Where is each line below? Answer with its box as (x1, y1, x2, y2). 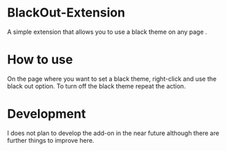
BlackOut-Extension (7, 5, 126, 21)
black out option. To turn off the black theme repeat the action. (7, 81, 186, 90)
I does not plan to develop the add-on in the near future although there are (7, 129, 220, 137)
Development (7, 106, 86, 122)
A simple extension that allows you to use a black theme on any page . (7, 28, 207, 36)
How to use (7, 52, 73, 68)
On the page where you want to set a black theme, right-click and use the (7, 74, 217, 83)
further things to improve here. (7, 136, 95, 144)
